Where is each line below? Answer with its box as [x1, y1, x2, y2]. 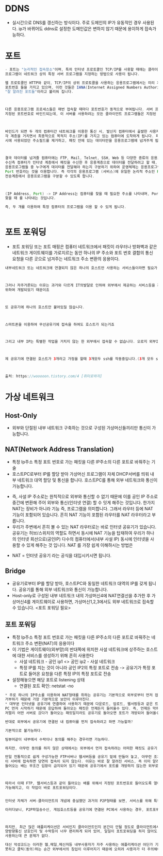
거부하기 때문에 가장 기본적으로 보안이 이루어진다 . [5, 697, 91, 702]
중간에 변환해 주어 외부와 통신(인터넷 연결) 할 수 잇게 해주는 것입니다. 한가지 [12, 499, 155, 505]
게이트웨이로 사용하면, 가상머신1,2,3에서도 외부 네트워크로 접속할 [32, 599, 154, 605]
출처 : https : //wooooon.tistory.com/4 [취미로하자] [5, 374, 103, 379]
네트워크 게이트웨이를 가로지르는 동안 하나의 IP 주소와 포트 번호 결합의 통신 [12, 250, 154, 256]
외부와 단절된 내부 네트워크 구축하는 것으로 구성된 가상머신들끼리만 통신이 [12, 425, 151, 431]
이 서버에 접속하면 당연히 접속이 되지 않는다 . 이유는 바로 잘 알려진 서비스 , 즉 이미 [5, 759, 151, 764]
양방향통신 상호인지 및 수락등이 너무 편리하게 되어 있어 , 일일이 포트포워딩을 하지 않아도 [5, 829, 158, 834]
